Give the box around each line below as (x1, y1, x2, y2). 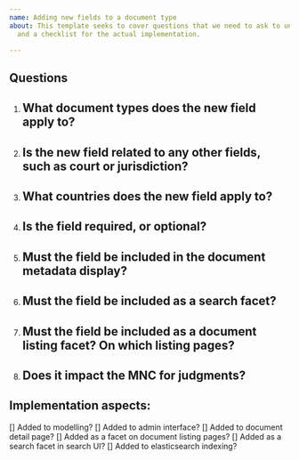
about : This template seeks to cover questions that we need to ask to (9, 21, 280, 30)
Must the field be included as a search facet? (21, 294, 278, 309)
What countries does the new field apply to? (21, 189, 273, 204)
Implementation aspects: (9, 398, 151, 414)
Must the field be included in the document (21, 249, 266, 264)
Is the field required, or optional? (21, 219, 207, 234)
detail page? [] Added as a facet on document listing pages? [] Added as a (9, 431, 282, 441)
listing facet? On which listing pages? (21, 337, 236, 352)
